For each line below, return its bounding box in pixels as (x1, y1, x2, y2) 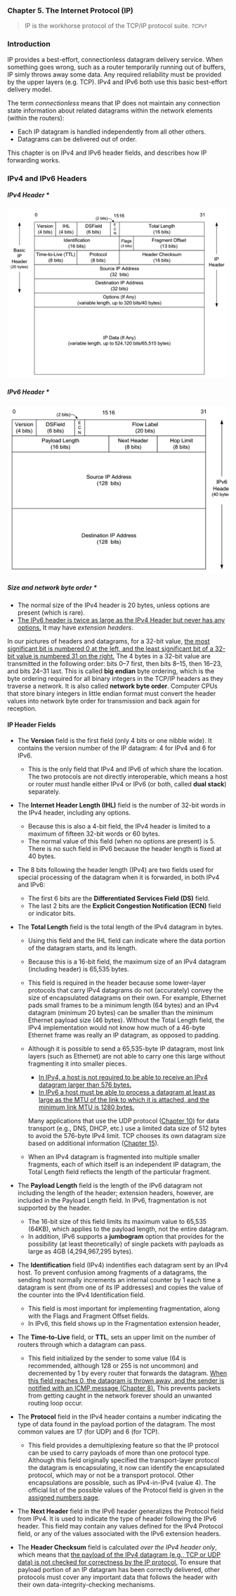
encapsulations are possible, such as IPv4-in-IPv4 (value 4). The (27, 1478, 216, 1486)
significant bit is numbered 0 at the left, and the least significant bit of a (7, 644, 214, 653)
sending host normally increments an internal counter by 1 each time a (17, 1275, 221, 1284)
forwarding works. (7, 155, 60, 164)
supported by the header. (17, 1204, 91, 1212)
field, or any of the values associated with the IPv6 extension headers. (17, 1529, 221, 1538)
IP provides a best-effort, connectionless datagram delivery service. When (7, 55, 223, 63)
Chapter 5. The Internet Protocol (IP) (7, 6, 133, 15)
